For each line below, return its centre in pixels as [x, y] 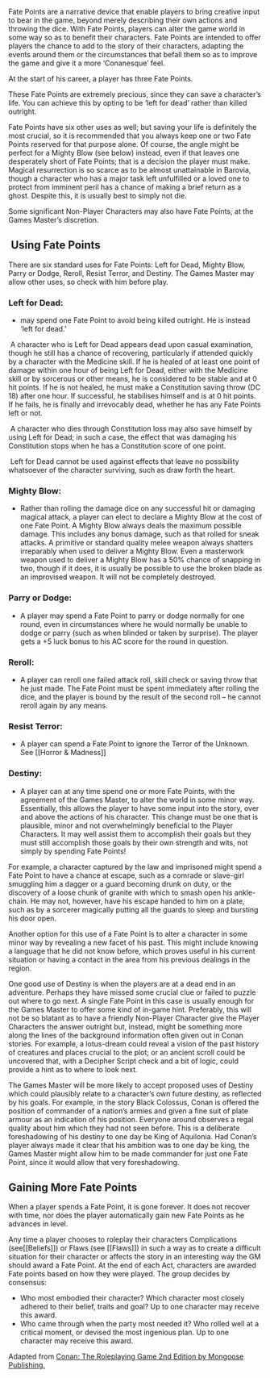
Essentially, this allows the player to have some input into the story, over [139, 808]
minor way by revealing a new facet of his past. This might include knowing [133, 942]
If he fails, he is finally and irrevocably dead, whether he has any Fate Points [135, 405]
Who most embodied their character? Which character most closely [132, 1298]
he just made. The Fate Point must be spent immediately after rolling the [139, 688]
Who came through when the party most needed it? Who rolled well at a [139, 1324]
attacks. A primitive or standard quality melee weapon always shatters [137, 543]
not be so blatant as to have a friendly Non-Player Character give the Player [134, 1018]
